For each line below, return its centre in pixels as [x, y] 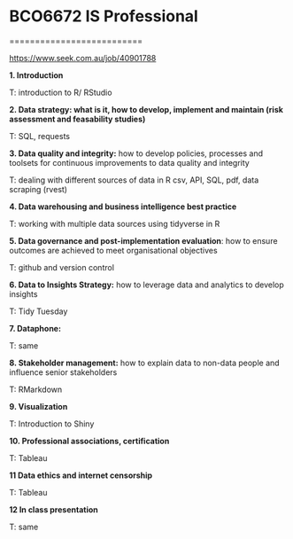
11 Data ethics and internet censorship [81, 475]
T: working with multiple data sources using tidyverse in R [115, 223]
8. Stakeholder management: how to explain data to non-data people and [145, 363]
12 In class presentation [54, 509]
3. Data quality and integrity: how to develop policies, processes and [136, 153]
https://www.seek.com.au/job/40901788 [83, 58]
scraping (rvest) [39, 189]
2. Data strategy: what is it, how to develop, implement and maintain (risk [146, 109]
